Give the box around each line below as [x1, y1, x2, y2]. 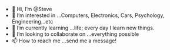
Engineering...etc [11, 18, 54, 25]
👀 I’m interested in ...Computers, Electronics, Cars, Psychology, [11, 12, 165, 19]
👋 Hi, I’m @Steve [11, 6, 52, 12]
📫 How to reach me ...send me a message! [11, 37, 116, 44]
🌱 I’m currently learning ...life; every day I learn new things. [11, 24, 155, 31]
